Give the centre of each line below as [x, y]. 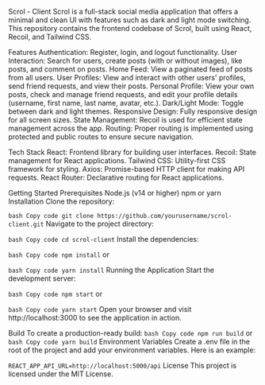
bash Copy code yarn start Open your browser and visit [100, 309]
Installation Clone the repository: [61, 201]
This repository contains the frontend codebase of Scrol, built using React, [130, 28]
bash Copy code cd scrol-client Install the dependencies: [104, 239]
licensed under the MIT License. [61, 374]
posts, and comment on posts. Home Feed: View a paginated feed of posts [131, 69]
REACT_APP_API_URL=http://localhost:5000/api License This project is [122, 366]
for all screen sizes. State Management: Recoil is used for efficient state [126, 120]
